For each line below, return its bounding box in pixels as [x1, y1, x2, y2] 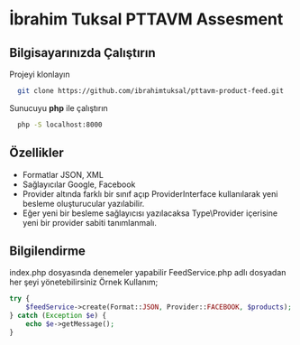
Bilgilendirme [9, 243, 86, 258]
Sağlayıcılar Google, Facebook [22, 179, 136, 190]
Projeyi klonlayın [9, 69, 70, 79]
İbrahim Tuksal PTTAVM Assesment [9, 9, 284, 30]
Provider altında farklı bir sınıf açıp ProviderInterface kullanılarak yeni [22, 188, 278, 199]
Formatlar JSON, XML [22, 169, 104, 180]
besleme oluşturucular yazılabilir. [22, 198, 145, 209]
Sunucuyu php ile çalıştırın [9, 102, 108, 113]
